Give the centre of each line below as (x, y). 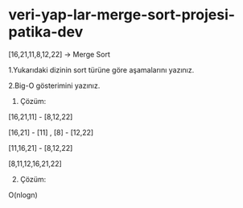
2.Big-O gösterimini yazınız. (54, 85)
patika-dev (46, 32)
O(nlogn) (23, 194)
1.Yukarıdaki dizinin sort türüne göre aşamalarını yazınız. (101, 69)
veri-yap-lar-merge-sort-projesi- (122, 15)
